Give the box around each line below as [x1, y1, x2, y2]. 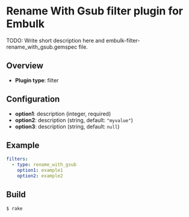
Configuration [6, 94, 60, 105]
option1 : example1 [17, 167, 63, 174]
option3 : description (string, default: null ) [14, 123, 120, 130]
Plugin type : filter [14, 76, 59, 84]
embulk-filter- [106, 37, 140, 44]
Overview [6, 61, 44, 71]
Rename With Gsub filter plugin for [6, 4, 184, 18]
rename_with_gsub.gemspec [6, 43, 78, 50]
